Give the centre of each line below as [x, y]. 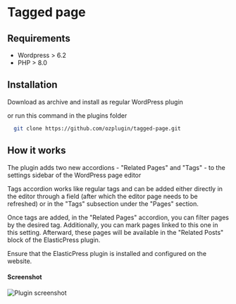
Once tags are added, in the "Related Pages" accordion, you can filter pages [118, 217]
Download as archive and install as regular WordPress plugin [95, 102]
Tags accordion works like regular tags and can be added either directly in [115, 188]
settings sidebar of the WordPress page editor [74, 175]
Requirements [39, 38]
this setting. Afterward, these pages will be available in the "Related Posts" [116, 232]
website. [20, 261]
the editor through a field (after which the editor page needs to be [103, 196]
